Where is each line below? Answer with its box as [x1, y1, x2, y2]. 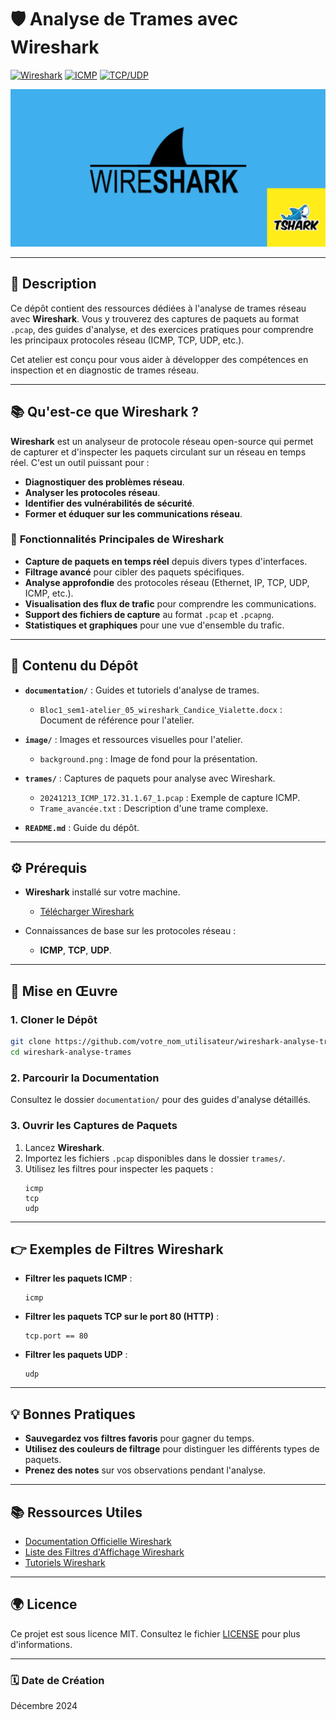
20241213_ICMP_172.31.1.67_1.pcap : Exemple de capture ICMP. [39, 791, 301, 803]
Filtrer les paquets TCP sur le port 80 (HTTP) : [24, 1311, 220, 1323]
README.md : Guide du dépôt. [24, 821, 140, 833]
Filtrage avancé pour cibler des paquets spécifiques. [24, 566, 245, 578]
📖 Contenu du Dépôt [10, 657, 139, 675]
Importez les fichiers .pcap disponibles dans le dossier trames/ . [24, 1152, 286, 1164]
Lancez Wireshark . [24, 1141, 105, 1153]
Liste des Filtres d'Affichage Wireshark [24, 1546, 185, 1558]
